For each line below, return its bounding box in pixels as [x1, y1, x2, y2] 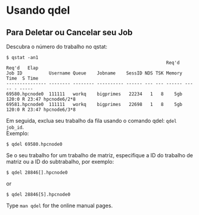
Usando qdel [6, 4, 70, 17]
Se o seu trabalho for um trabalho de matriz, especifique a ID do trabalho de [6, 152, 194, 158]
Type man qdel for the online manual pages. [6, 202, 113, 209]
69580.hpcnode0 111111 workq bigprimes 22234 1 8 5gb [6, 91, 183, 97]
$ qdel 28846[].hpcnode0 [6, 170, 68, 176]
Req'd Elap [6, 65, 39, 71]
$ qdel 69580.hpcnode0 [6, 141, 63, 147]
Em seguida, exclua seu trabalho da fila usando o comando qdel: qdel [6, 117, 177, 124]
